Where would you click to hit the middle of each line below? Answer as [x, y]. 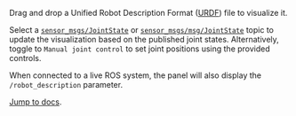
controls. [25, 58]
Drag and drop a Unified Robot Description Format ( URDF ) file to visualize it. [148, 13]
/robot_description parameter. [66, 85]
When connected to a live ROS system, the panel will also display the [136, 75]
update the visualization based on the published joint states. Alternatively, [144, 39]
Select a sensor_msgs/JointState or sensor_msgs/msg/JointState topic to [141, 30]
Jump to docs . [36, 102]
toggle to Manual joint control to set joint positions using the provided [140, 49]
